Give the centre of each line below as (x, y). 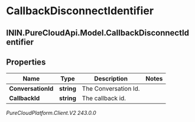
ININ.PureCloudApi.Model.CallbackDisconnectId (98, 33)
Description (111, 79)
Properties (26, 62)
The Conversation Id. (111, 89)
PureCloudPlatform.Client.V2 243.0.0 (51, 113)
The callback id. (104, 98)
